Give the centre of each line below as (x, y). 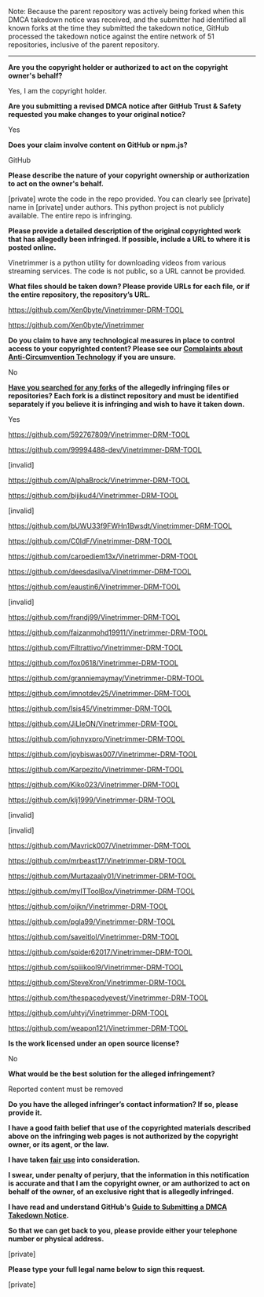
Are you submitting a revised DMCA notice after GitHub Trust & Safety (125, 106)
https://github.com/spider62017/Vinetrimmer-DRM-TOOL (100, 952)
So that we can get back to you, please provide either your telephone (123, 1230)
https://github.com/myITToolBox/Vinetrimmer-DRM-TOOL (101, 891)
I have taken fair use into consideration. (74, 1160)
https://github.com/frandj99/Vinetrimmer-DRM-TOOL (94, 617)
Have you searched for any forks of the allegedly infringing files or (119, 387)
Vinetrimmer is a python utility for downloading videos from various (117, 263)
